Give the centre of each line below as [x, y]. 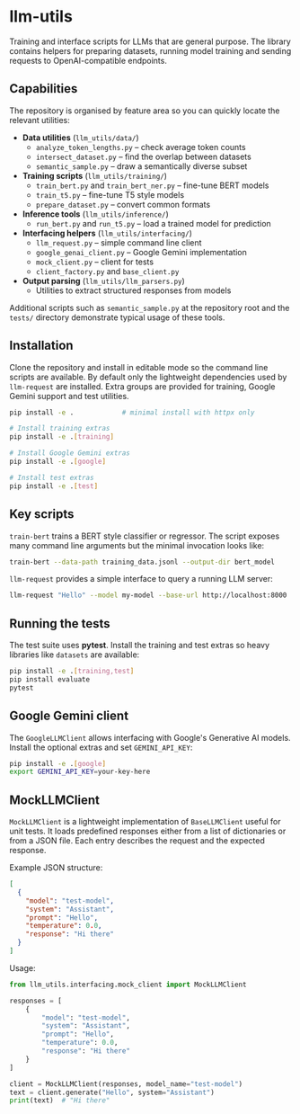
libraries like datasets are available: [75, 655]
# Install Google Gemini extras [70, 453]
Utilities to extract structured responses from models [133, 290]
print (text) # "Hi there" [60, 1101]
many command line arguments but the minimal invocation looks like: [137, 545]
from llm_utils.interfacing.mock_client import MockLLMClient [128, 985]
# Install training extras [60, 429]
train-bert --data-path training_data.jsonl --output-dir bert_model [142, 562]
